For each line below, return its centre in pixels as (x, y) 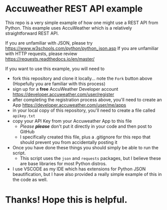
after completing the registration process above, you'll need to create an (87, 99)
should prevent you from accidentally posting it (69, 142)
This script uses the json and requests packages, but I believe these (91, 158)
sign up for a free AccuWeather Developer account (65, 89)
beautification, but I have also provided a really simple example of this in (87, 174)
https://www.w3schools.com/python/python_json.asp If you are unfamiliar (82, 48)
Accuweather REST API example (74, 9)
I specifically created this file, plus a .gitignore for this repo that (85, 137)
